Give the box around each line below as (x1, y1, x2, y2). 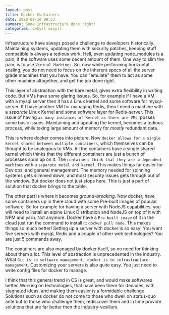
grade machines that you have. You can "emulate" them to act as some (5, 72, 153, 78)
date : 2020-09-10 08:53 (5, 17, 55, 22)
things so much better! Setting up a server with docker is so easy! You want (5, 226, 162, 232)
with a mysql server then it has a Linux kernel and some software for (5, 98, 148, 104)
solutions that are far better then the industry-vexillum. (5, 304, 119, 310)
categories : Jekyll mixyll (5, 26, 62, 31)
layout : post (5, 7, 33, 13)
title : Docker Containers (5, 12, 60, 17)
